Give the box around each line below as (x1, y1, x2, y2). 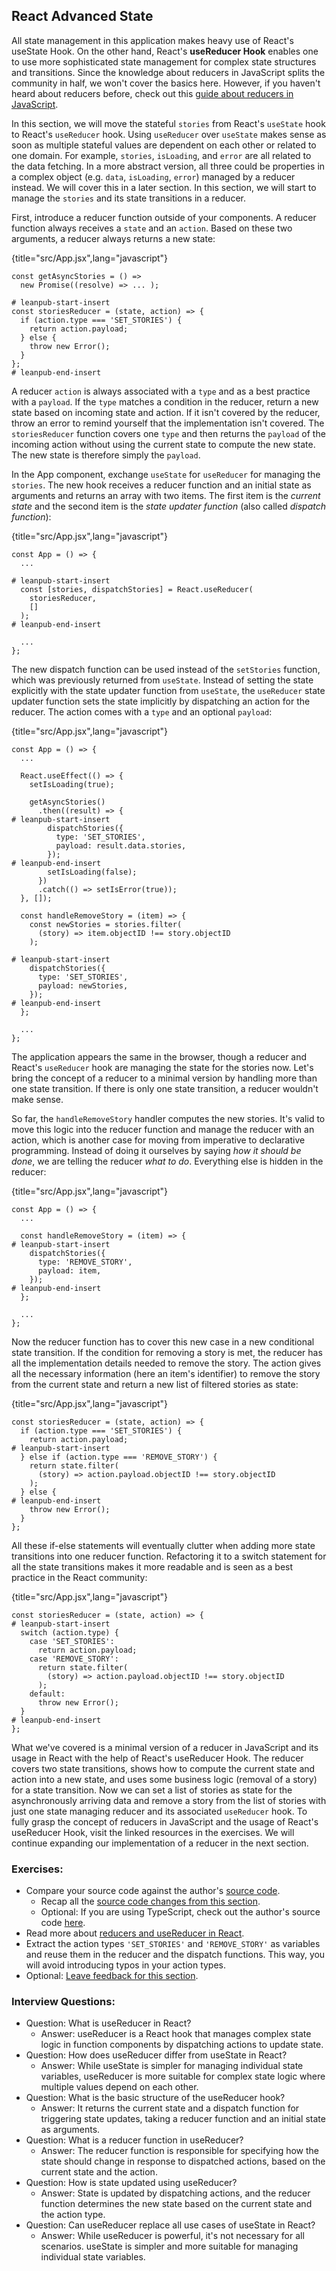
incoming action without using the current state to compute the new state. (11, 438, 316, 450)
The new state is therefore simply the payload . (11, 449, 201, 461)
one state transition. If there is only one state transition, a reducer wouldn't (11, 1082, 319, 1094)
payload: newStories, (37, 980, 129, 991)
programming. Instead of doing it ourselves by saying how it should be (11, 1144, 302, 1156)
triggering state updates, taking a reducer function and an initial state (40, 2113, 326, 2125)
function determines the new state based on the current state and (40, 2198, 313, 2210)
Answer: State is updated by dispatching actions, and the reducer (40, 2187, 311, 2199)
